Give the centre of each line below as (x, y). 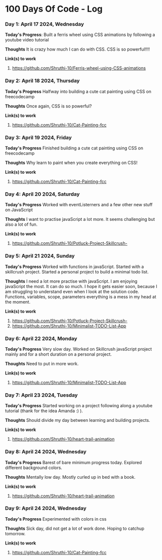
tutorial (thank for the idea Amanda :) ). (44, 411)
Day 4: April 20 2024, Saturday (43, 194)
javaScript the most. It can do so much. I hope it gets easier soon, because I (81, 286)
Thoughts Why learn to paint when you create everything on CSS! (71, 163)
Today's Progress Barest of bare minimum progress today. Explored (73, 462)
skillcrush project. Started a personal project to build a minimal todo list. (77, 271)
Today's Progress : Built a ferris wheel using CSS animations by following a (80, 35)
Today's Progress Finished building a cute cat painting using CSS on (74, 148)
